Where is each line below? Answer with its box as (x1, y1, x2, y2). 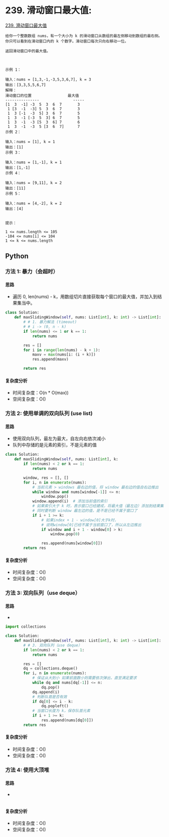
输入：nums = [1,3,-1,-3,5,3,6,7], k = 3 (5, 77, 91, 82)
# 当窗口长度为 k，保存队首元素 (32, 709, 91, 714)
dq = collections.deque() (23, 666, 78, 671)
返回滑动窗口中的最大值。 (5, 49, 50, 54)
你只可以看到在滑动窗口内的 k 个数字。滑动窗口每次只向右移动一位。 (5, 38, 129, 43)
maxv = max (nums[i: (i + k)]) (32, 352, 96, 357)
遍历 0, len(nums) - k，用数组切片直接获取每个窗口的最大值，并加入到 (12, 294, 158, 300)
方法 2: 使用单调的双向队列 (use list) (5, 410, 93, 417)
